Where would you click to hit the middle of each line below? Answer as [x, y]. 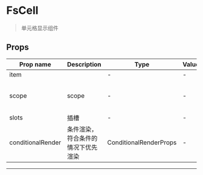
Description [84, 64]
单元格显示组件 [40, 28]
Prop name [35, 64]
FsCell [22, 11]
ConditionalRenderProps [142, 142]
